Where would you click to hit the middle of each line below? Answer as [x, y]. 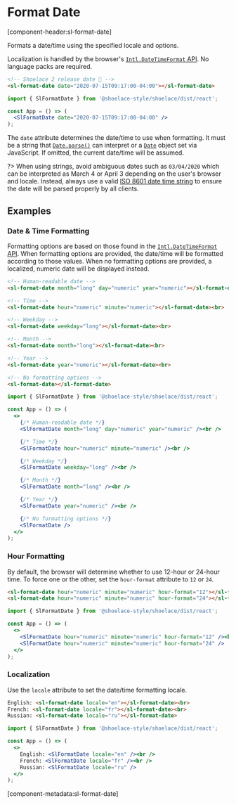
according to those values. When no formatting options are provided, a [110, 261]
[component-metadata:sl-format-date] [63, 794]
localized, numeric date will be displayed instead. [78, 269]
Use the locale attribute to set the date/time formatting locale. [97, 690]
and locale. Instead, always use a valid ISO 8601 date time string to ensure [115, 181]
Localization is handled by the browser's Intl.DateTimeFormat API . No [108, 59]
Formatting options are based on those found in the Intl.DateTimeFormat [112, 246]
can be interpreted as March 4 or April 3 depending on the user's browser [114, 174]
